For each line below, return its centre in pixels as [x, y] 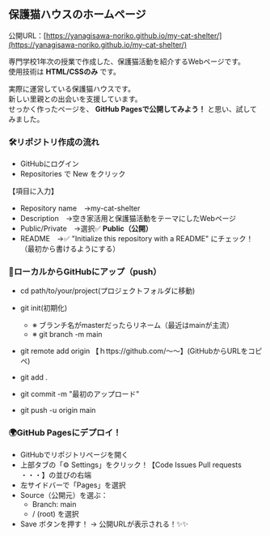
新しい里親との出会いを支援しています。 [76, 99]
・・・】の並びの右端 [55, 474]
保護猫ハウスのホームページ [77, 15]
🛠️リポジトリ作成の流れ [54, 142]
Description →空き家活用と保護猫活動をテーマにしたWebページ [128, 219]
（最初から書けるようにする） [70, 249]
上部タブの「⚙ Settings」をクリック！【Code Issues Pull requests [131, 465]
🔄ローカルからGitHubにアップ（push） [85, 272]
